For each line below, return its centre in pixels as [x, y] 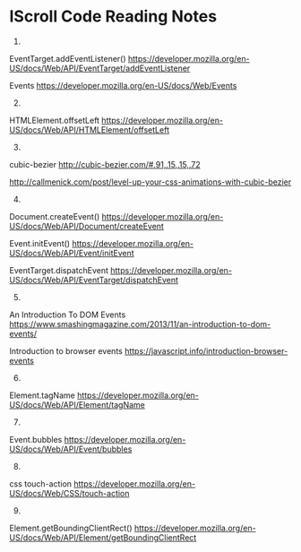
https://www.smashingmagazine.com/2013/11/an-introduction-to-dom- [140, 323]
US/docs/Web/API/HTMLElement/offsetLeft [90, 129]
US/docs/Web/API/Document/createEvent [86, 226]
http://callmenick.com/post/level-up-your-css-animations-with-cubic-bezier [150, 182]
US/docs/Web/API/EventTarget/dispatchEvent [94, 280]
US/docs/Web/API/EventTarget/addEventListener [100, 68]
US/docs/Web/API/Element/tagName [77, 404]
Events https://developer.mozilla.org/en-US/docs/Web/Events [123, 85]
